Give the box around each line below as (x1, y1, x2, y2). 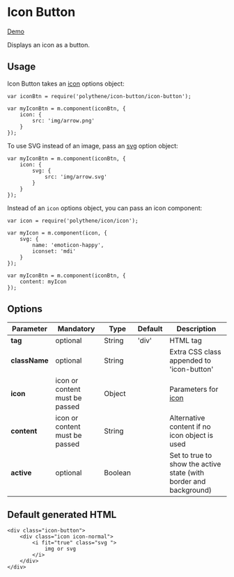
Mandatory (57, 324, 95, 333)
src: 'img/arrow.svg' (44, 173, 108, 180)
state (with (169, 468, 204, 477)
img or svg (44, 546, 77, 553)
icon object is (169, 430, 214, 440)
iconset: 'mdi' (32, 248, 77, 255)
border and (169, 476, 206, 486)
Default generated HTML (7, 509, 117, 521)
